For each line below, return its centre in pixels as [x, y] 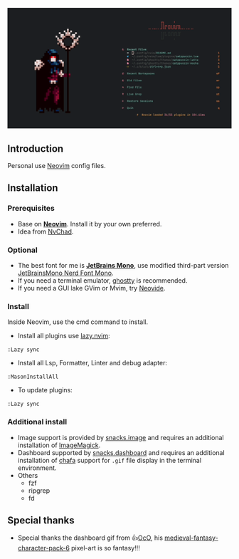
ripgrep [39, 490]
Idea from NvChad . [46, 231]
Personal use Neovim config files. [57, 166]
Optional [22, 250]
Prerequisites [31, 209]
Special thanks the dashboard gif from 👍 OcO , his [90, 538]
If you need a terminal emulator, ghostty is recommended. [102, 280]
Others [28, 475]
